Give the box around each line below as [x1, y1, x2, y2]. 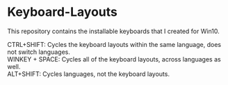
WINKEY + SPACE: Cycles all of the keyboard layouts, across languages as [7, 55, 221, 63]
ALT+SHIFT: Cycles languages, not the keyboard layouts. [7, 70, 170, 78]
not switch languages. [7, 48, 71, 56]
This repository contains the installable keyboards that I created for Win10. [7, 27, 220, 35]
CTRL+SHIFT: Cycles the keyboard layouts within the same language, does [7, 40, 221, 48]
